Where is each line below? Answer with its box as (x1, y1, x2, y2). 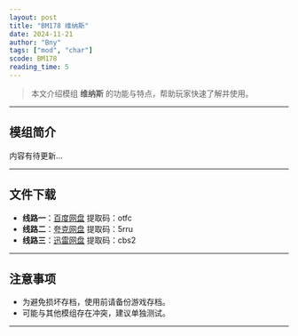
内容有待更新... (9, 150, 64, 161)
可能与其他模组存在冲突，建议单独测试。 (21, 308, 170, 318)
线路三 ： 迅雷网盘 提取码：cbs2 (21, 235, 137, 245)
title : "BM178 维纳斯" (9, 21, 90, 30)
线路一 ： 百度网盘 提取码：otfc (21, 212, 133, 223)
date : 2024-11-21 (9, 29, 74, 38)
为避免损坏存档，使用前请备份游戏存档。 (21, 297, 170, 308)
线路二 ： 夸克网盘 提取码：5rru (21, 223, 134, 234)
